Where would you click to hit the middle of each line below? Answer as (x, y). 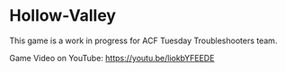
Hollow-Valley (63, 16)
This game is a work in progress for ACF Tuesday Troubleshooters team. (143, 40)
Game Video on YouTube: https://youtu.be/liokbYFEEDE (112, 58)
